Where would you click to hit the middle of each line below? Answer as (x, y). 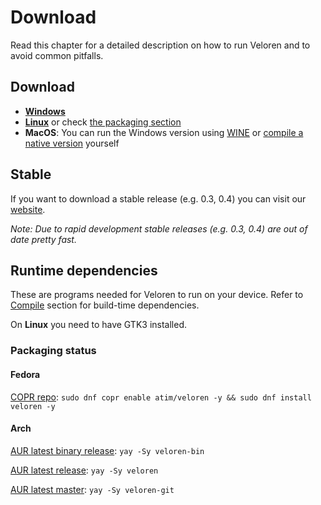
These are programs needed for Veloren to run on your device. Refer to (157, 295)
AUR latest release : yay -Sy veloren (84, 470)
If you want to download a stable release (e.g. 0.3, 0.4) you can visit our (158, 198)
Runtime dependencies (84, 270)
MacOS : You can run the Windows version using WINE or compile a (164, 132)
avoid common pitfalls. (57, 55)
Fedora (25, 374)
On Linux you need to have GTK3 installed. (99, 325)
